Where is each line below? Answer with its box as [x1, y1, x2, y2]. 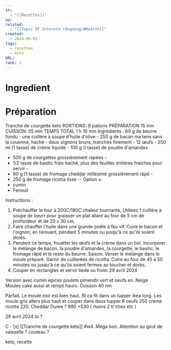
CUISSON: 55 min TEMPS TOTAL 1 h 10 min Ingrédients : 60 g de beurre [5, 128, 157, 134]
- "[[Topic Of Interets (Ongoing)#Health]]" [10, 27, 106, 32]
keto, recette [5, 339, 32, 345]
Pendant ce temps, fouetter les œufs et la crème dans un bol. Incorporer [12, 240, 166, 246]
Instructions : [5, 197, 33, 204]
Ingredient [5, 82, 50, 94]
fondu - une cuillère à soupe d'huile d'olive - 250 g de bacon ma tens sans [5, 134, 163, 140]
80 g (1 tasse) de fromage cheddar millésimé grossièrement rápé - [12, 171, 153, 177]
